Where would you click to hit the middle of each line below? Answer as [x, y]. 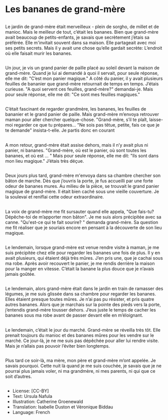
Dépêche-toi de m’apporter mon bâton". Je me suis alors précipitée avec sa [83, 217]
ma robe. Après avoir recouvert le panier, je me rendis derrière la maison [80, 263]
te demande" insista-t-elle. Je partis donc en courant [60, 130]
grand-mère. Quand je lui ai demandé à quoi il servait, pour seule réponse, [82, 73]
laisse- [156, 120]
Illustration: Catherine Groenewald [48, 402]
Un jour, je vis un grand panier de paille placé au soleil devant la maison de [82, 68]
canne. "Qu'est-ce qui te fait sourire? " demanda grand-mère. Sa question [82, 222]
